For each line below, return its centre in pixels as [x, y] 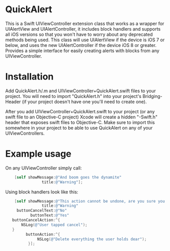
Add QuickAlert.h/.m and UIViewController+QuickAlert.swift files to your [81, 91]
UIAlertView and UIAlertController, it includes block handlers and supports [83, 29]
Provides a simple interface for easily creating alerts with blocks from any [82, 51]
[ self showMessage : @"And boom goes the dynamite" [68, 177]
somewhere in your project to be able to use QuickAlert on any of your [79, 128]
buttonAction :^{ [43, 234]
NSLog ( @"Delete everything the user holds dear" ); [92, 239]
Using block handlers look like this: [42, 192]
